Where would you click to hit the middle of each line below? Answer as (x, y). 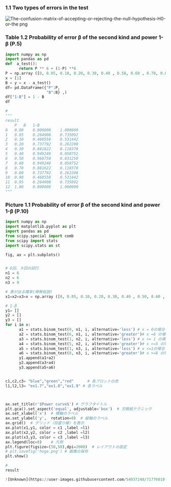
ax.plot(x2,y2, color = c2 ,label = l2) (48, 432)
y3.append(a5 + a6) (37, 368)
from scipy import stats (32, 241)
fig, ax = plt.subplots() (33, 255)
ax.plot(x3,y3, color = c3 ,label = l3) (48, 437)
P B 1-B (27, 125)
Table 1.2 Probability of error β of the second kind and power (81, 37)
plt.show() (17, 456)
